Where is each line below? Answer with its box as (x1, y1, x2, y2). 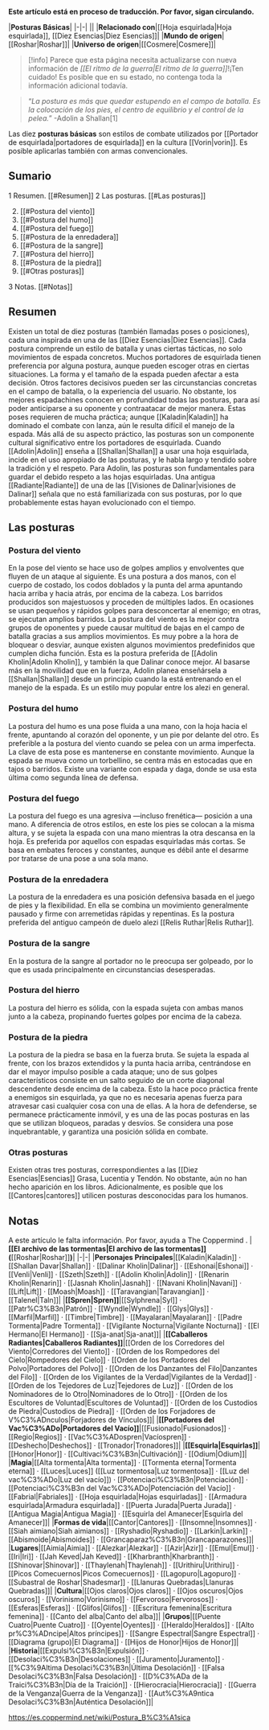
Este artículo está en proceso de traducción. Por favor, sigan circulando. (8, 7, 255, 16)
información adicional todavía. (27, 80, 128, 90)
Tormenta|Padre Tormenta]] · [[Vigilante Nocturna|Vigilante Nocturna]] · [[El (8, 1321, 259, 1331)
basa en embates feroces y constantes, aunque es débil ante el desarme (8, 845, 249, 855)
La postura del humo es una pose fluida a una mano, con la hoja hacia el (8, 721, 247, 731)
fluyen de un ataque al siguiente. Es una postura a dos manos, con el (8, 571, 237, 582)
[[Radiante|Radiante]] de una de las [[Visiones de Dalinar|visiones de (8, 480, 237, 490)
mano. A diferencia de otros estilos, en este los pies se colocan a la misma (8, 819, 255, 829)
